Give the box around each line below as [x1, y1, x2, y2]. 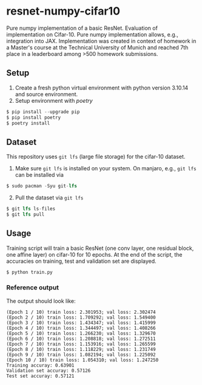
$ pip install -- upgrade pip [6, 108, 80, 115]
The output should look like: [6, 297, 76, 305]
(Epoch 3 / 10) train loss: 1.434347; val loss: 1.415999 [6, 319, 156, 326]
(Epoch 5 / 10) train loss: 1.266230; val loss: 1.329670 [6, 330, 156, 336]
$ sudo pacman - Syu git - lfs [6, 183, 78, 189]
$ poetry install [6, 120, 50, 126]
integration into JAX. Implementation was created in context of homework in [6, 37, 197, 44]
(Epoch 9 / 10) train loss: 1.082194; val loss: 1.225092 [6, 352, 156, 358]
